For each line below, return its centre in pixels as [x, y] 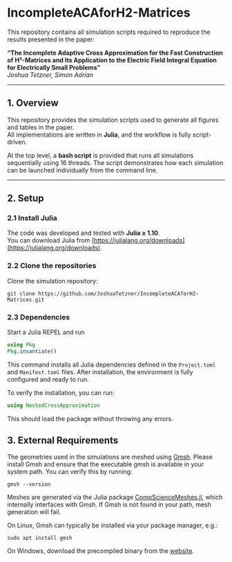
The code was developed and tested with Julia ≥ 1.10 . [84, 233]
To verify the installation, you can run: [61, 392]
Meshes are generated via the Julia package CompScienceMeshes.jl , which [115, 498]
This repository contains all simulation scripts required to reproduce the [109, 32]
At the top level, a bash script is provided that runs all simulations [100, 155]
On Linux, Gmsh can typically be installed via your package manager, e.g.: [113, 525]
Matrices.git [26, 299]
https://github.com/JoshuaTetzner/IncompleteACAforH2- [118, 293]
